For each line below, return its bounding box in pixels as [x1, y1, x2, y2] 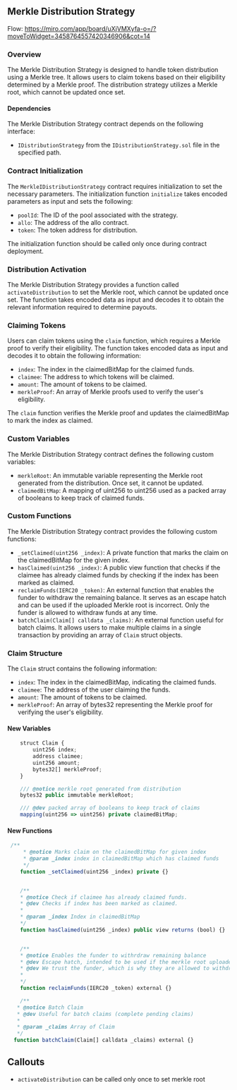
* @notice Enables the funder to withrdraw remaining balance [20, 952, 207, 959]
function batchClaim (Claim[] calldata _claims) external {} [13, 1036, 194, 1044]
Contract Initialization [7, 166, 83, 176]
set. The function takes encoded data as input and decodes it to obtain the [7, 295, 224, 304]
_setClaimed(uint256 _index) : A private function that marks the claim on [17, 548, 229, 556]
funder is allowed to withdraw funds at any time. [17, 608, 158, 616]
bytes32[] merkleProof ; [32, 766, 102, 773]
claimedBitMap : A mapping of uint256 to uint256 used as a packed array [17, 486, 227, 494]
